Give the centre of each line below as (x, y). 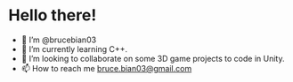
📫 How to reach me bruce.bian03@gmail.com (106, 68)
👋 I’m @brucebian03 (59, 40)
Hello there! (53, 15)
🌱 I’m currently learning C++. (74, 48)
